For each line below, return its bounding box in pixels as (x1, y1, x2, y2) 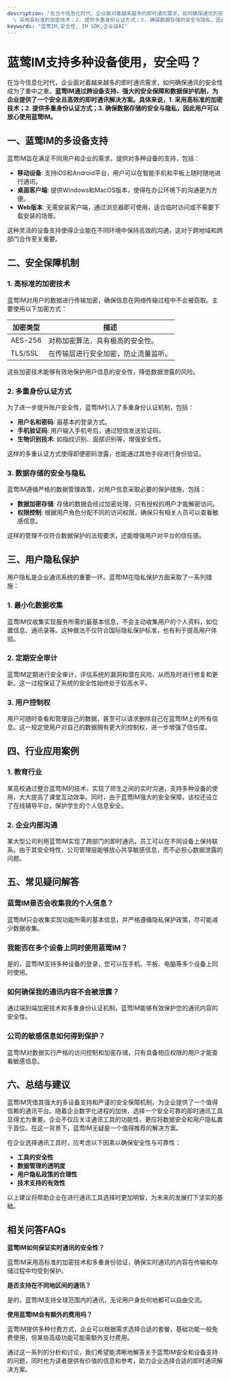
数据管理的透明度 (16, 1162, 66, 1170)
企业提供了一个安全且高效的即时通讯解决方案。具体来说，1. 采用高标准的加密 (7, 95, 223, 104)
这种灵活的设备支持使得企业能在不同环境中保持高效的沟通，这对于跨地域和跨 (7, 226, 223, 235)
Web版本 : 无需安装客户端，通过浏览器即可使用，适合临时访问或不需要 (16, 203, 214, 211)
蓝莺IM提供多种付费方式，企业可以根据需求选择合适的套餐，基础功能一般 (7, 1325, 212, 1333)
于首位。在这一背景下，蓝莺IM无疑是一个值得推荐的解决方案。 (7, 1124, 183, 1132)
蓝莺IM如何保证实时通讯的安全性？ (7, 1244, 105, 1252)
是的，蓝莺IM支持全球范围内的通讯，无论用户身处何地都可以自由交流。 (7, 1296, 207, 1304)
